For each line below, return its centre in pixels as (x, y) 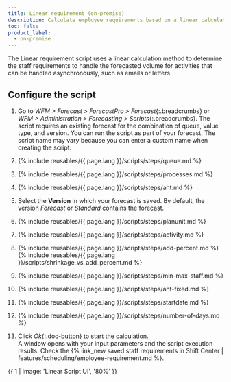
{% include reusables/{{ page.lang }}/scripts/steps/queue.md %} (109, 160)
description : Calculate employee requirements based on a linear (103, 20)
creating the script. (45, 147)
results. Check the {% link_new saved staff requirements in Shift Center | (120, 350)
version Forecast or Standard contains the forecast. (91, 208)
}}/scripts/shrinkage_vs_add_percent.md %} (80, 262)
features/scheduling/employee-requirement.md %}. (90, 358)
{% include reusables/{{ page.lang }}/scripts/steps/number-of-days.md (119, 315)
